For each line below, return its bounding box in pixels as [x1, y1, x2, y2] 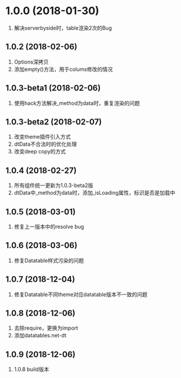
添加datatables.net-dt [14, 332, 67, 339]
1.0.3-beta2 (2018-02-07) [5, 117, 102, 127]
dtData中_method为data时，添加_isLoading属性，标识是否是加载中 [14, 189, 176, 196]
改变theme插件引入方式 [14, 133, 71, 140]
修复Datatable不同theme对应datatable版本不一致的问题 [14, 291, 148, 298]
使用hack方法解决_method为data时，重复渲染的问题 [14, 99, 140, 107]
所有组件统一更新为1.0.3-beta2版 [14, 182, 93, 189]
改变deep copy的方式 [14, 148, 66, 155]
